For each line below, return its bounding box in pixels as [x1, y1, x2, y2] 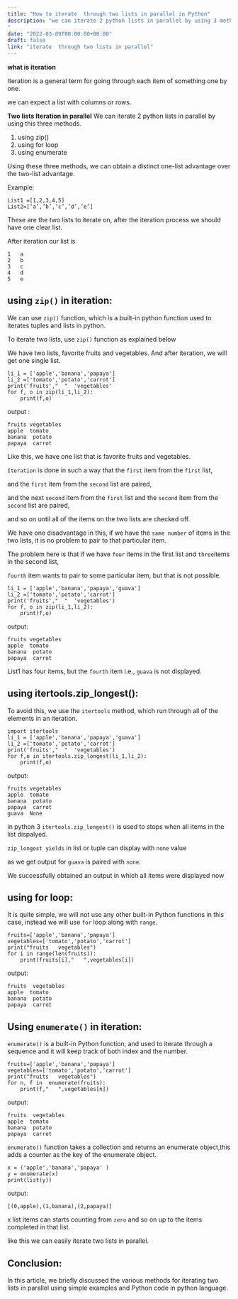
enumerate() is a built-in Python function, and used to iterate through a [7, 1040, 212, 1048]
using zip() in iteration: [7, 295, 113, 307]
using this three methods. [7, 119, 82, 128]
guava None [7, 810, 42, 817]
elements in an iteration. [7, 714, 78, 722]
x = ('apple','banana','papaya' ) [7, 1164, 110, 1172]
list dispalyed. [7, 830, 48, 838]
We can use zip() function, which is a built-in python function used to [7, 313, 212, 322]
